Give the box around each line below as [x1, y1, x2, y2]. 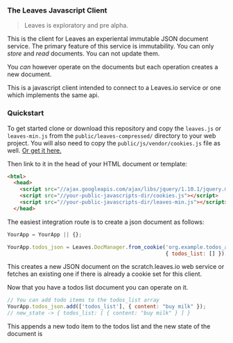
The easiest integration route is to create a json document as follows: [7, 218, 205, 226]
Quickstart [7, 108, 44, 118]
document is [7, 330, 43, 338]
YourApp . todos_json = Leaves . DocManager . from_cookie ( [7, 243, 166, 251]
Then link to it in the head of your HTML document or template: [7, 159, 187, 168]
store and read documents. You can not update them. [7, 49, 160, 58]
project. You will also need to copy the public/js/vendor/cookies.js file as [7, 139, 221, 147]
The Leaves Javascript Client [7, 6, 107, 15]
